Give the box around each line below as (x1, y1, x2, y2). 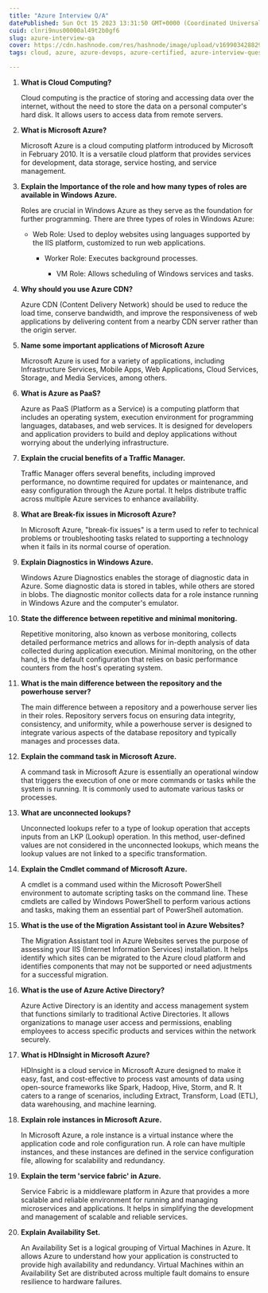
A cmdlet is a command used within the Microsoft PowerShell (20, 880, 222, 889)
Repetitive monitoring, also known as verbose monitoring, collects (20, 629, 237, 639)
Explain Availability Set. (20, 1228, 101, 1236)
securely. (20, 1035, 51, 1044)
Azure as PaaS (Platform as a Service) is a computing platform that (20, 404, 239, 413)
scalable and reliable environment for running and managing (20, 1195, 218, 1205)
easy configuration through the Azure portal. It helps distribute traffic (20, 485, 247, 495)
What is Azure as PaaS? (20, 388, 102, 398)
